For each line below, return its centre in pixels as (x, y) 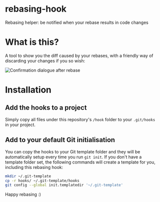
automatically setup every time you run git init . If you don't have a (73, 157)
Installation (28, 90)
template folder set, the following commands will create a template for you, (80, 162)
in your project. (20, 125)
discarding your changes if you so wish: (45, 61)
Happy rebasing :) (23, 194)
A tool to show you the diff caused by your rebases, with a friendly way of (79, 55)
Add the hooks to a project (46, 108)
